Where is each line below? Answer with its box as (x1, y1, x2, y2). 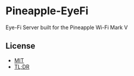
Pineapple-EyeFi (5, 4, 89, 18)
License (5, 41, 36, 51)
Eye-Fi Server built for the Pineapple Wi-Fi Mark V (5, 24, 128, 31)
